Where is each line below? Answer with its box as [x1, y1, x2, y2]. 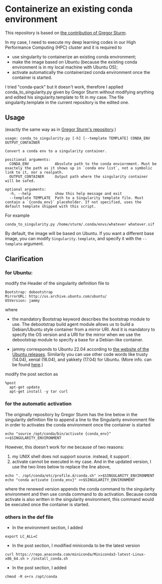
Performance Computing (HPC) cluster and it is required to [5, 44, 122, 50]
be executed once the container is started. [5, 501, 89, 507]
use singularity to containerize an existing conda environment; [12, 53, 136, 59]
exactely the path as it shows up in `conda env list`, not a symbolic [5, 165, 152, 171]
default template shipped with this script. [5, 204, 96, 209]
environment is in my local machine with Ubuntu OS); [12, 64, 118, 70]
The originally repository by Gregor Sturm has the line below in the [5, 411, 138, 417]
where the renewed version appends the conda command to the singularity [5, 486, 155, 492]
